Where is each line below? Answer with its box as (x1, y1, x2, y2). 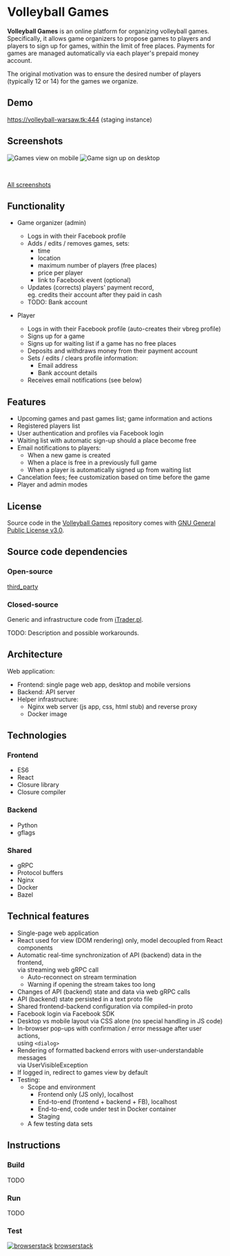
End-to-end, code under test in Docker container (37, 1105, 177, 1113)
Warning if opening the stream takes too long (27, 980, 156, 988)
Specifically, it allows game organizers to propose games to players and (7, 34, 211, 42)
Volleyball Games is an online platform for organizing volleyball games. (7, 27, 210, 35)
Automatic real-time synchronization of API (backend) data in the (17, 950, 202, 959)
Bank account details (37, 369, 98, 377)
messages (17, 1053, 47, 1061)
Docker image (27, 709, 67, 718)
